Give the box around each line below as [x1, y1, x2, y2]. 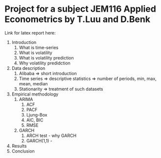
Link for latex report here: [4, 30, 56, 36]
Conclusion [11, 148, 35, 154]
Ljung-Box [26, 112, 47, 118]
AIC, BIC [26, 117, 44, 123]
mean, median [19, 80, 48, 86]
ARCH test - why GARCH [26, 133, 77, 138]
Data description [11, 65, 46, 71]
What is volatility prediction [19, 55, 74, 60]
